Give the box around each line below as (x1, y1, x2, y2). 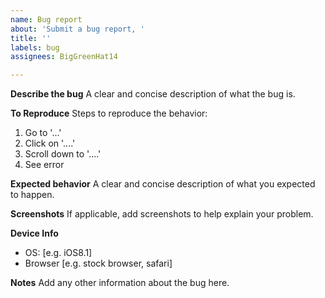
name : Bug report (10, 14, 83, 25)
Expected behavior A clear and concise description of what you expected (10, 178, 316, 190)
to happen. (10, 189, 55, 201)
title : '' (10, 33, 52, 43)
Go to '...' (24, 127, 62, 139)
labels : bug (10, 42, 60, 53)
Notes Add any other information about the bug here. (10, 277, 230, 289)
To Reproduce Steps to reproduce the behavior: (10, 107, 208, 120)
